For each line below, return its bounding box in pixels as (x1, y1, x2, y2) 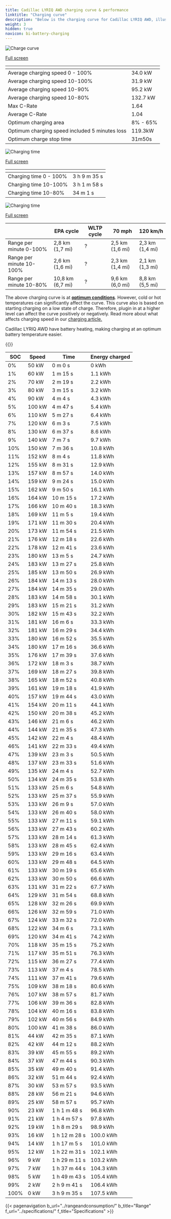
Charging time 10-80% (8, 189, 65, 196)
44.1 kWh (91, 701, 115, 708)
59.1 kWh (91, 817, 115, 824)
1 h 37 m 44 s (51, 1165, 86, 1172)
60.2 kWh (91, 826, 115, 832)
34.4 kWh (91, 627, 115, 634)
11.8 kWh (91, 453, 115, 460)
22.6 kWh (91, 536, 115, 543)
